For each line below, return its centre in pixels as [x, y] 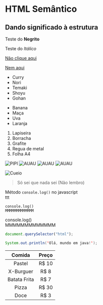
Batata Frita [21, 279]
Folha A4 [21, 154]
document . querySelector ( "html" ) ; [39, 234]
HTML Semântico [41, 9]
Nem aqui [15, 68]
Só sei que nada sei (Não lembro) [51, 183]
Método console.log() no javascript [41, 192]
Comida [21, 255]
